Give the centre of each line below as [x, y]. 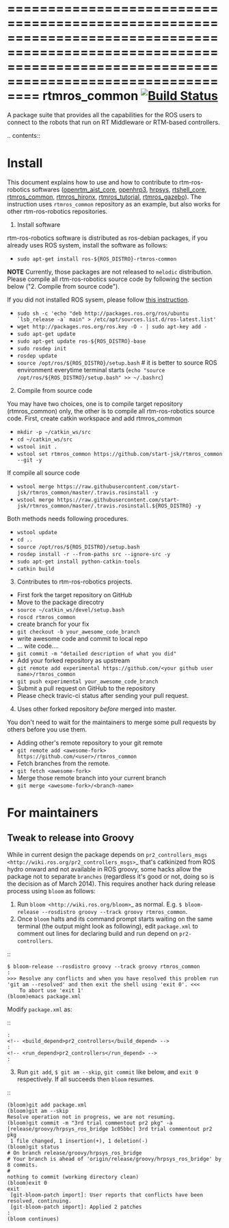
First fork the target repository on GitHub [75, 594]
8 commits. [23, 1165]
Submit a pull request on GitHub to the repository [86, 688]
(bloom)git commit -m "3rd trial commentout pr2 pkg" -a [90, 1123]
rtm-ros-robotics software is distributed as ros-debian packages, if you [108, 238]
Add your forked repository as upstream [73, 660]
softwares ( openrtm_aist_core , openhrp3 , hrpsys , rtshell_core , [119, 189]
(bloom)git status [33, 1147]
